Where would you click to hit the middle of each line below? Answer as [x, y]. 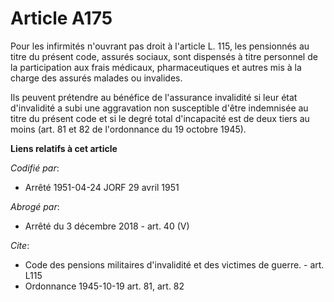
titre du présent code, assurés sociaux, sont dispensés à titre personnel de [164, 56]
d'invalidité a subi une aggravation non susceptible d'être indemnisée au [159, 108]
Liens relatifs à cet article [64, 148]
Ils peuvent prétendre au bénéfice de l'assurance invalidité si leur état [154, 97]
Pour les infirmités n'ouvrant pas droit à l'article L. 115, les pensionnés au [160, 46]
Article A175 [61, 18]
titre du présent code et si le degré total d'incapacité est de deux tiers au [160, 118]
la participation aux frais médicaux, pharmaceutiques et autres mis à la [156, 67]
